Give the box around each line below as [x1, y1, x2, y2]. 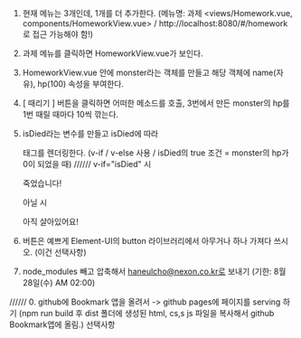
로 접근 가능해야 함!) [22, 29, 93, 39]
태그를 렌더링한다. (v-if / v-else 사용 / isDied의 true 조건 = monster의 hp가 [22, 147, 289, 158]
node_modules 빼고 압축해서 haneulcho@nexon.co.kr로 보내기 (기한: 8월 [22, 266, 287, 277]
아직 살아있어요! [22, 216, 79, 227]
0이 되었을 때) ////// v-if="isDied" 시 [22, 159, 152, 169]
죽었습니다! [22, 178, 62, 188]
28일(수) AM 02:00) [22, 277, 96, 287]
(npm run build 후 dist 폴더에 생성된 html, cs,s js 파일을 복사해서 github [18, 308, 275, 318]
